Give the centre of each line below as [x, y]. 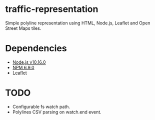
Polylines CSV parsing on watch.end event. [57, 112]
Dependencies [36, 49]
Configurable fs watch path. [41, 107]
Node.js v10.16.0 [29, 62]
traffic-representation [52, 9]
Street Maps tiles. [23, 28]
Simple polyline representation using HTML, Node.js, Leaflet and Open [78, 23]
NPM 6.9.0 [23, 67]
